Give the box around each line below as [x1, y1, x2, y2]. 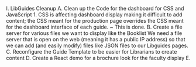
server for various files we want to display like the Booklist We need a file [6, 30, 183, 37]
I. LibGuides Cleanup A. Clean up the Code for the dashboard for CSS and [6, 5, 184, 12]
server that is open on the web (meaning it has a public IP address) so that [6, 36, 185, 43]
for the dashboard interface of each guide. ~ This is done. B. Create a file [6, 23, 183, 30]
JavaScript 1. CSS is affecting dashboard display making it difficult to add [6, 11, 183, 18]
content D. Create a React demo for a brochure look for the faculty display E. [6, 55, 191, 61]
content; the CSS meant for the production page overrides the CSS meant [6, 17, 184, 24]
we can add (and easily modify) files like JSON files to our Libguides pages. [6, 42, 189, 49]
